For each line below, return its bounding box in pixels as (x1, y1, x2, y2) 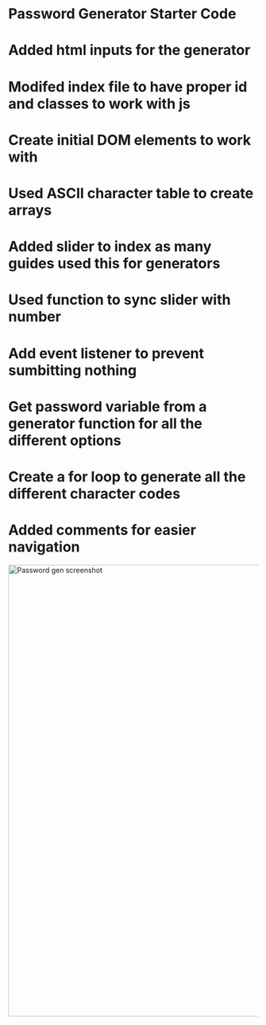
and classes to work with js (8, 95, 191, 112)
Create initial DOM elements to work (8, 131, 252, 149)
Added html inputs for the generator (8, 41, 251, 60)
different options (8, 431, 121, 450)
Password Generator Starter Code (8, 5, 237, 23)
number (8, 308, 62, 326)
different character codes (8, 485, 181, 502)
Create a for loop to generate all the (8, 467, 246, 485)
